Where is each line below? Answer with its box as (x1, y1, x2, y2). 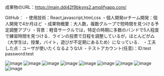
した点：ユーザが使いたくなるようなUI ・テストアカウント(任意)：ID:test (5, 46, 151, 51)
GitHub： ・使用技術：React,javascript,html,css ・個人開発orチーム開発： (5, 15, 153, 21)
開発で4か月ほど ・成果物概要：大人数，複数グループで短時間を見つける (9, 21, 155, 26)
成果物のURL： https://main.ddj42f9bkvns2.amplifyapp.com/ (5, 4, 127, 10)
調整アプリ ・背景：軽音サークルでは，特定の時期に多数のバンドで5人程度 (9, 27, 159, 33)
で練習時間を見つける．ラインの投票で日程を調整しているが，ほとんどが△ (5, 33, 155, 39)
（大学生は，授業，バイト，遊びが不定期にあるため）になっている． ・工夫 (5, 39, 156, 45)
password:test (5, 51, 34, 56)
